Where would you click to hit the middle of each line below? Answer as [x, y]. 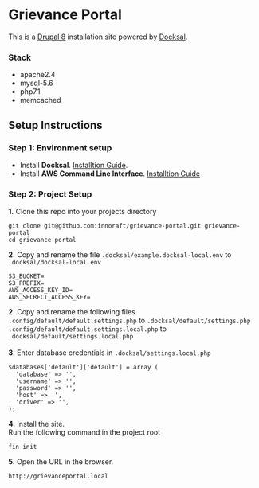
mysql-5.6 [36, 83]
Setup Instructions [55, 125]
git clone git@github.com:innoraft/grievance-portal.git [105, 226]
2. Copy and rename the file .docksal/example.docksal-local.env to [120, 255]
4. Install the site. [37, 424]
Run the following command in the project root [84, 432]
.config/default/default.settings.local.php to [88, 329]
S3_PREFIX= [26, 283]
